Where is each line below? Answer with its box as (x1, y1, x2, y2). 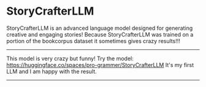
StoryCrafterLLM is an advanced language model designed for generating (6, 24, 193, 32)
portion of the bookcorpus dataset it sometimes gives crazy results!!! (6, 37, 181, 44)
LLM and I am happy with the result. (6, 68, 97, 75)
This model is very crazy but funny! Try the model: (6, 55, 134, 62)
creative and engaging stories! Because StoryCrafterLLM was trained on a (6, 30, 194, 38)
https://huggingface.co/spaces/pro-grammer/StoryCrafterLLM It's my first (6, 61, 194, 68)
